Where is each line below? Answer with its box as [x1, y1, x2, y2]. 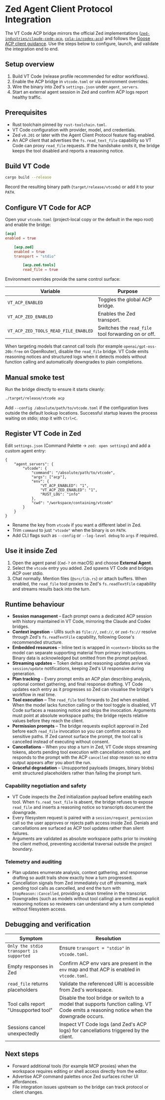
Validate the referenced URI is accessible [59, 980, 154, 987]
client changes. [12, 1089, 44, 1095]
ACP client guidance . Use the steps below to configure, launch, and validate [5, 40, 159, 46]
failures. [12, 830, 29, 836]
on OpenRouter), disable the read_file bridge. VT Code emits [24, 349, 149, 355]
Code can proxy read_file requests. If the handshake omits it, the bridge [12, 142, 160, 148]
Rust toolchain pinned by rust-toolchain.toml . [12, 122, 107, 128]
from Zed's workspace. [59, 986, 113, 993]
